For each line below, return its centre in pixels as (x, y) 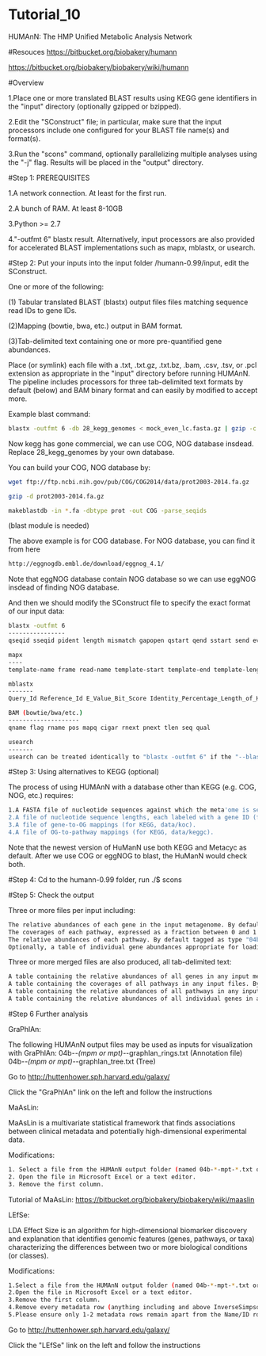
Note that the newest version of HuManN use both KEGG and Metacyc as (127, 847)
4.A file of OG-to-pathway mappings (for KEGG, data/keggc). (111, 833)
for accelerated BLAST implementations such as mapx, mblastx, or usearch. (132, 247)
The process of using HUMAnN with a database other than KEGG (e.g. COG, (133, 787)
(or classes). (28, 1255)
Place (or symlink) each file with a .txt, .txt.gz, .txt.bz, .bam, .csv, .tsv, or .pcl (133, 365)
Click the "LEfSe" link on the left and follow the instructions (104, 1345)
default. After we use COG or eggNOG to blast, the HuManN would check (128, 856)
